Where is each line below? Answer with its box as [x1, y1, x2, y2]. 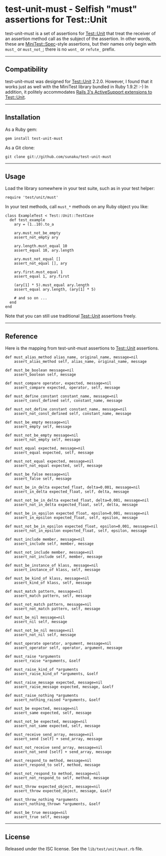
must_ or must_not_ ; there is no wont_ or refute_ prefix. [5, 46, 116, 52]
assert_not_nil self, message [14, 632, 77, 637]
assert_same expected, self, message [14, 710, 92, 716]
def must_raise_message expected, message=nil [5, 680, 103, 685]
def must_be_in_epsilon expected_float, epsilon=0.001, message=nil [5, 511, 149, 516]
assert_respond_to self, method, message [14, 762, 100, 768]
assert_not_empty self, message [14, 437, 81, 442]
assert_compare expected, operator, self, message [14, 385, 121, 390]
